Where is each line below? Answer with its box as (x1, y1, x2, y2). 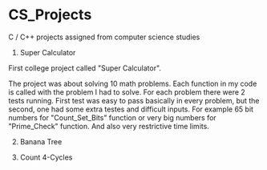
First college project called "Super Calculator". (8, 63, 162, 73)
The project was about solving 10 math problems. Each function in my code (8, 79, 257, 88)
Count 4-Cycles (19, 152, 73, 162)
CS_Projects (8, 6, 92, 24)
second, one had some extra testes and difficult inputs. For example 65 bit (8, 104, 254, 114)
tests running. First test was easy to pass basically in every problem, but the (8, 95, 260, 105)
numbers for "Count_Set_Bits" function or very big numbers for (8, 112, 216, 122)
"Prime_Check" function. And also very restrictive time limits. (8, 121, 210, 131)
